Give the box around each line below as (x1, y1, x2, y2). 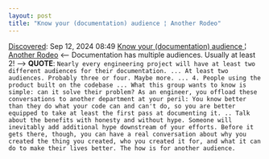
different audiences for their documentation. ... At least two (8, 67, 229, 75)
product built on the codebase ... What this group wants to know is (8, 81, 247, 89)
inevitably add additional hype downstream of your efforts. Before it (8, 123, 254, 131)
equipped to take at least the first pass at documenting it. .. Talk (8, 109, 250, 117)
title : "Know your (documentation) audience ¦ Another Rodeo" (8, 19, 221, 27)
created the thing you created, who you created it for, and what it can (8, 137, 262, 145)
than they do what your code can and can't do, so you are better (8, 102, 236, 110)
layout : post (8, 11, 52, 20)
